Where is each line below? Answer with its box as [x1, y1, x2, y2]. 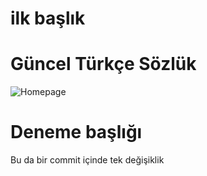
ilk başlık [10, 7, 86, 30]
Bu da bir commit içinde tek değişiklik [10, 154, 165, 166]
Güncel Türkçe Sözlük [10, 53, 197, 76]
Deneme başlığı [10, 121, 143, 144]
